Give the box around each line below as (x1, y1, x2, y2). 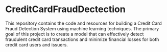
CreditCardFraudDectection (5, 4, 126, 15)
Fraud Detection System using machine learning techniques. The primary (5, 25, 159, 31)
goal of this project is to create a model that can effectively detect (5, 31, 144, 37)
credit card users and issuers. (5, 41, 68, 47)
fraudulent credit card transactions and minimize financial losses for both (5, 36, 159, 42)
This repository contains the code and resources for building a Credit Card (5, 20, 162, 26)
